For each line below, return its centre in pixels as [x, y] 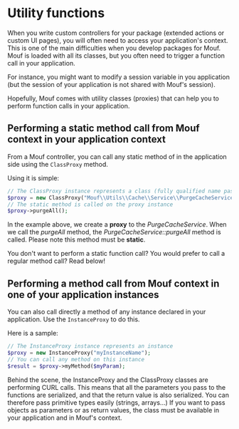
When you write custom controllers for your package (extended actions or [116, 33]
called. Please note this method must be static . [76, 239]
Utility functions [56, 13]
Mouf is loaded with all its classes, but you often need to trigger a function [116, 56]
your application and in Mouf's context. [65, 418]
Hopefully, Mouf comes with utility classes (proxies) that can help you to [113, 98]
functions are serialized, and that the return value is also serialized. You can [118, 395]
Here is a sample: [33, 334]
